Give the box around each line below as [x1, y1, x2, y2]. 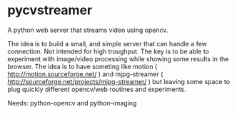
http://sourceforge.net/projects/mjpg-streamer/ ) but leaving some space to [7, 77, 231, 85]
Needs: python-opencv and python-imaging [7, 98, 137, 107]
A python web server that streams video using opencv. [7, 26, 168, 34]
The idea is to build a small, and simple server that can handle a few [7, 39, 207, 48]
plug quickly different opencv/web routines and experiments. [7, 85, 187, 93]
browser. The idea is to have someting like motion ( [7, 62, 158, 71]
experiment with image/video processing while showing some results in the [7, 54, 229, 63]
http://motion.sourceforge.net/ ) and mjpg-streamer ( [7, 70, 163, 78]
